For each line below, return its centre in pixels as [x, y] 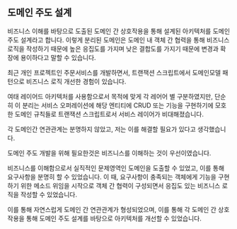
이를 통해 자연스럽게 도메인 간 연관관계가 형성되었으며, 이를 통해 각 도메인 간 [112, 209]
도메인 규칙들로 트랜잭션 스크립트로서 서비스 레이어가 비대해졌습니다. [109, 114]
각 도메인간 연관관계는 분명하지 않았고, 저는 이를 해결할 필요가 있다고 [102, 129]
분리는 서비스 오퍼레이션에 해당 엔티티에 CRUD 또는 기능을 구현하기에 [118, 105]
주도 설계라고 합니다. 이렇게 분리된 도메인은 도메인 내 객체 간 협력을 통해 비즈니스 [118, 40]
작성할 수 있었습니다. [49, 194]
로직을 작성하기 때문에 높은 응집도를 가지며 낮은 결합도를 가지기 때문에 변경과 [113, 49]
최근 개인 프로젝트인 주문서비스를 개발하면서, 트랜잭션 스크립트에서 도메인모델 [114, 72]
